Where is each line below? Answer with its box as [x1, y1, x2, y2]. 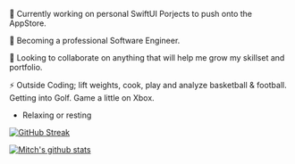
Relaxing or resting [21, 110, 92, 120]
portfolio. [9, 62, 43, 72]
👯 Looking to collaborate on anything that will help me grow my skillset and [9, 53, 285, 62]
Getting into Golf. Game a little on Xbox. [9, 93, 155, 102]
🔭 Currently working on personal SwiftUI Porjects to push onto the [9, 9, 253, 19]
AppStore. [9, 18, 46, 29]
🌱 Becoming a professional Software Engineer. [9, 36, 181, 45]
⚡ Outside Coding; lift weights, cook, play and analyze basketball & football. [9, 80, 288, 90]
